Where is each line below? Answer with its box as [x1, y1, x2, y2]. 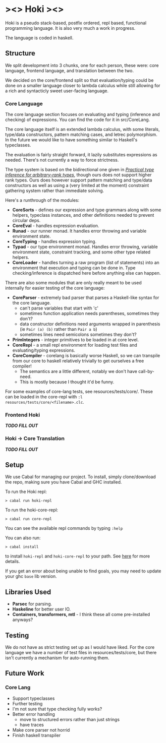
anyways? [12, 617, 33, 623]
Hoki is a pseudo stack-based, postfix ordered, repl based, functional [5, 20, 147, 26]
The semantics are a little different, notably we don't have [19, 369, 137, 374]
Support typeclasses [12, 695, 55, 701]
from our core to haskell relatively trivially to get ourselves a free [12, 358, 144, 364]
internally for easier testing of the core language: [5, 285, 105, 291]
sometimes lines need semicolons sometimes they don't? [19, 331, 137, 338]
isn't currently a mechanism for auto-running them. [5, 655, 110, 661]
